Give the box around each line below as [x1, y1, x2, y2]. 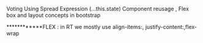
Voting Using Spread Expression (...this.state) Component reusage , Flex [6, 5, 189, 12]
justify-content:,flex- [145, 24, 197, 30]
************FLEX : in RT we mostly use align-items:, [6, 24, 144, 30]
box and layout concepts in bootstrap [6, 12, 101, 19]
